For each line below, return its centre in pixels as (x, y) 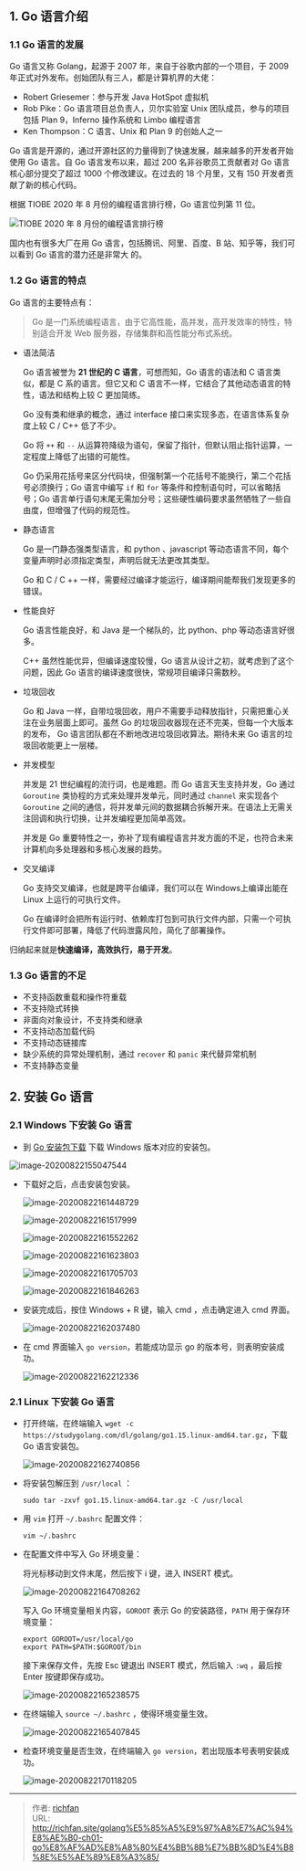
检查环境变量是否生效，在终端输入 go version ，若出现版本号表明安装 (152, 1751)
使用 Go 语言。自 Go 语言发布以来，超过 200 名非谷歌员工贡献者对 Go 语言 (150, 163)
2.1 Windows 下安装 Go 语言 (71, 1125)
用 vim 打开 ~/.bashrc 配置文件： (84, 1519)
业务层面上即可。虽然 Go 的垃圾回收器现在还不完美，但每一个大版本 (166, 722)
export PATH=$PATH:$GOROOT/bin (82, 1647)
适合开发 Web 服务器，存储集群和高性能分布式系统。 (138, 333)
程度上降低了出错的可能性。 (82, 456)
